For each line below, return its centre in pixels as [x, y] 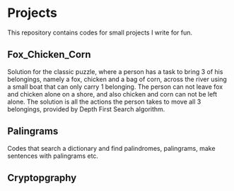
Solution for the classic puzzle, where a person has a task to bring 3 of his [115, 71]
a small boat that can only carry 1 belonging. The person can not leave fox [115, 87]
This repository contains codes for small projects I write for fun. [100, 32]
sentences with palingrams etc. [53, 156]
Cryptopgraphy [42, 178]
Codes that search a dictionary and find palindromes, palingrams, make [111, 148]
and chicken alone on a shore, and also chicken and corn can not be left [112, 94]
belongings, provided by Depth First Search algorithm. [86, 109]
